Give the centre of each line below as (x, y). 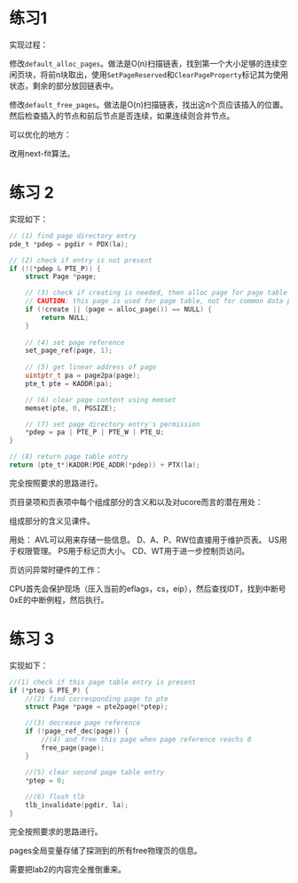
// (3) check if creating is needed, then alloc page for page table (157, 293)
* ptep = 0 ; (45, 780)
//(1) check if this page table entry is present (103, 682)
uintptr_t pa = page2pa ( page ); (83, 375)
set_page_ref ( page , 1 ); (69, 351)
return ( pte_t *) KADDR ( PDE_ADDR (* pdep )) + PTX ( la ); (105, 465)
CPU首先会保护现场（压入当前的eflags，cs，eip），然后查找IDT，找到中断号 (148, 589)
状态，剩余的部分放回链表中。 (63, 85)
